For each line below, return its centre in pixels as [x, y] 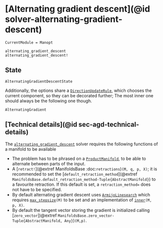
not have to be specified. [37, 189]
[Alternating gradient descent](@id [78, 9]
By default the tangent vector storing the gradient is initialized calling [81, 210]
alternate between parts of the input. [49, 163]
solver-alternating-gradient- [64, 19]
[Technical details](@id [41, 125]
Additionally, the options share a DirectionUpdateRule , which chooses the [78, 90]
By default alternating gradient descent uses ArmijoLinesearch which [81, 194]
